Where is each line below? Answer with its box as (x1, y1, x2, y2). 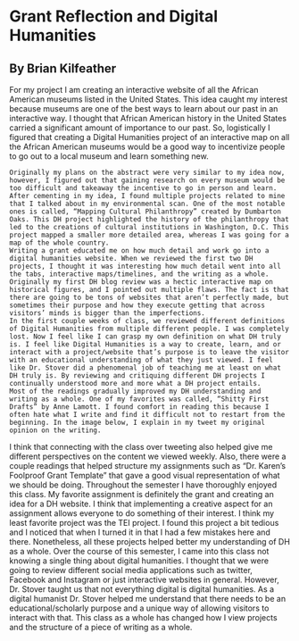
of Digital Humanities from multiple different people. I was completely (9, 324, 290, 333)
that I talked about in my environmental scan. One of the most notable (9, 199, 286, 208)
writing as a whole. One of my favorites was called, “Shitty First (9, 395, 270, 404)
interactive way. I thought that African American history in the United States (9, 113, 287, 123)
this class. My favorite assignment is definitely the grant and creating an (9, 489, 274, 499)
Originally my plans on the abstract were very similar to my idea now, (9, 168, 286, 177)
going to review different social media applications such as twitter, (9, 565, 253, 575)
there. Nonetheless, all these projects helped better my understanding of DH (9, 537, 290, 546)
